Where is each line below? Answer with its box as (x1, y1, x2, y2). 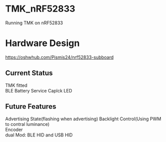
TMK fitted (5, 82, 28, 88)
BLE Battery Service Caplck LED (5, 87, 72, 93)
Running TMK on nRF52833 (5, 20, 63, 26)
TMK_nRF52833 (5, 3, 75, 15)
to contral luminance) (5, 121, 50, 127)
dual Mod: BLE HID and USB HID (5, 132, 73, 138)
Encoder (5, 126, 23, 132)
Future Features (5, 102, 57, 111)
